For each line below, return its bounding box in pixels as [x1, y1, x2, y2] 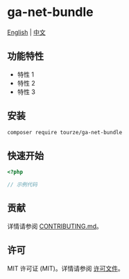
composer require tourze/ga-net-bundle [7, 129, 123, 136]
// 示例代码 [7, 182, 38, 189]
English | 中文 [7, 28, 46, 36]
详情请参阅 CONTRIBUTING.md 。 [7, 222, 103, 230]
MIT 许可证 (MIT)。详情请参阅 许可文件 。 [7, 264, 124, 272]
